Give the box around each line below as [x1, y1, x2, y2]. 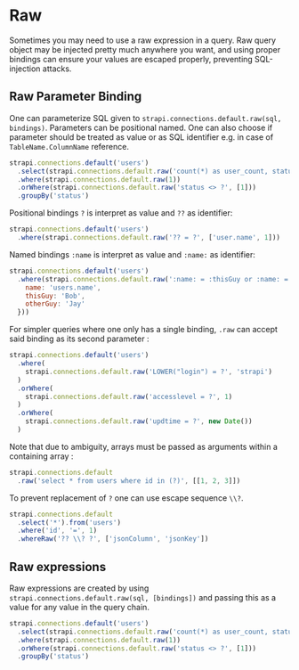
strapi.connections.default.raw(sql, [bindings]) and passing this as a [9, 592, 277, 602]
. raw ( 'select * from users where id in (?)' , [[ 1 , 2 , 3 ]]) [17, 476, 241, 486]
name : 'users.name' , [25, 282, 101, 292]
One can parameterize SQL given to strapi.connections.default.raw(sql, [9, 112, 282, 123]
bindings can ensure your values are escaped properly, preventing [9, 53, 254, 64]
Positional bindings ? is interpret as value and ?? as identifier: [9, 208, 233, 218]
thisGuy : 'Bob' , [25, 291, 86, 300]
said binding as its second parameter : [9, 333, 149, 344]
